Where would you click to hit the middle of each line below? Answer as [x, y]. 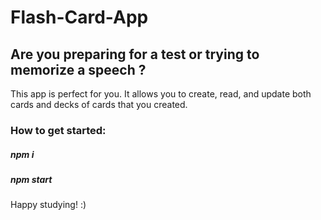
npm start [31, 179]
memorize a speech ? [78, 69]
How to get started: [58, 130]
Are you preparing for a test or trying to [135, 54]
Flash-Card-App [79, 17]
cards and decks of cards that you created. [99, 104]
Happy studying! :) [48, 205]
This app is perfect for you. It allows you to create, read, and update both [161, 94]
